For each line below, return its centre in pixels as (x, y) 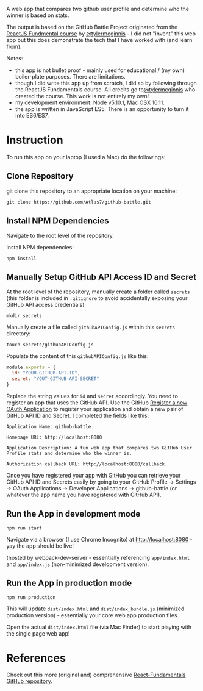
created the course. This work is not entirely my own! (82, 96)
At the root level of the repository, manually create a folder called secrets (98, 292)
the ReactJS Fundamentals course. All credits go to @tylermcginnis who (105, 90)
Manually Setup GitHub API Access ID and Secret (101, 277)
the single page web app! (38, 633)
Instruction (35, 140)
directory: (19, 334)
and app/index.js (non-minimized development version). (78, 564)
